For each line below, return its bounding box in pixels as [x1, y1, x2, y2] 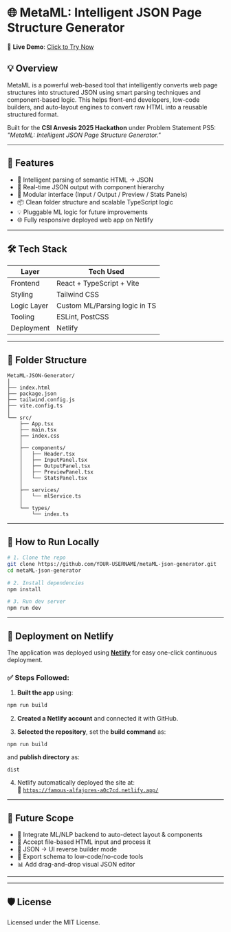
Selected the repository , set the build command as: [16, 728, 166, 736]
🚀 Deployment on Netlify [7, 630, 114, 642]
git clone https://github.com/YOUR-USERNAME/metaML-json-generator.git [7, 560, 217, 567]
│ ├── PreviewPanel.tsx [19, 469, 94, 476]
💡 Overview [7, 63, 58, 74]
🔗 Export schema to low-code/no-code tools [16, 852, 144, 860]
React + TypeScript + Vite [56, 279, 140, 288]
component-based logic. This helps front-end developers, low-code [7, 95, 200, 104]
